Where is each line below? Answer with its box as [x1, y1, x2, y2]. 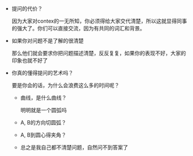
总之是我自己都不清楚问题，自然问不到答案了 [20, 144, 129, 151]
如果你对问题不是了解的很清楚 [11, 37, 84, 44]
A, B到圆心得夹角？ [20, 131, 67, 138]
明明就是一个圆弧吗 [20, 107, 67, 113]
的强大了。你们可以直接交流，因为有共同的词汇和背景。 [11, 25, 145, 32]
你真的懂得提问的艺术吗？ [11, 70, 74, 76]
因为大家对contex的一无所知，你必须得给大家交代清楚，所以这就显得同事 [11, 18, 187, 25]
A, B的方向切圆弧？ [20, 119, 67, 126]
